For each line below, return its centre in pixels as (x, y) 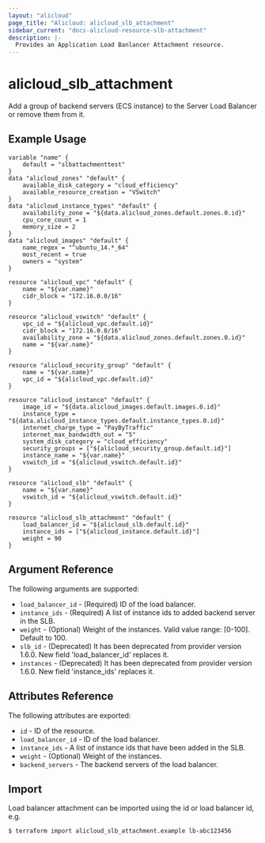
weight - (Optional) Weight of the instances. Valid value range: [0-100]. (135, 629)
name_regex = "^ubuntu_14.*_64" (76, 247)
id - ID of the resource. (57, 731)
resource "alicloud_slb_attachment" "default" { (90, 518)
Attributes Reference (61, 696)
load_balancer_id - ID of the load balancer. (89, 739)
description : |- (35, 38)
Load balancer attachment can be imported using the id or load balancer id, (131, 808)
